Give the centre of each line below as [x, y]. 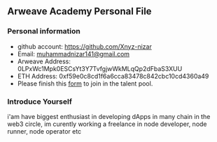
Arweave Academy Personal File [79, 11]
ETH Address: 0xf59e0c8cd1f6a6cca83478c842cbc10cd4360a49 [113, 76]
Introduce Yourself [40, 102]
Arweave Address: [44, 61]
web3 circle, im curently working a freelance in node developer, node [107, 124]
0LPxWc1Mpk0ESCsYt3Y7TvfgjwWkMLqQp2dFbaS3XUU [100, 68]
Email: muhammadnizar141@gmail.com [73, 54]
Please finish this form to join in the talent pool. [85, 84]
